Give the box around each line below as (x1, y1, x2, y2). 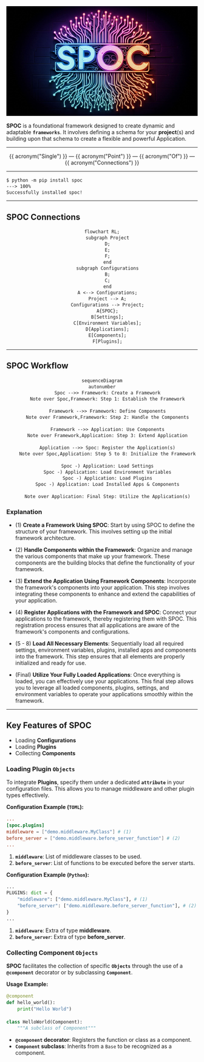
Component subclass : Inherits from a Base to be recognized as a (15, 1042, 172, 1050)
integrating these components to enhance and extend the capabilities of (15, 590, 195, 598)
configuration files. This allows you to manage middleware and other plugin (6, 785, 195, 793)
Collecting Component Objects (6, 948, 98, 957)
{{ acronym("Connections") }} (64, 159, 140, 166)
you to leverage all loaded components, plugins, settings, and (15, 684, 169, 691)
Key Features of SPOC (6, 721, 92, 731)
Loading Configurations (15, 736, 76, 744)
